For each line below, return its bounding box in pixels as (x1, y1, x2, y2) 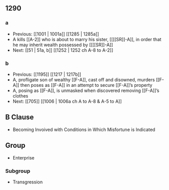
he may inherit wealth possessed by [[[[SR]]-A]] (12, 42, 113, 48)
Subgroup (5, 167, 30, 174)
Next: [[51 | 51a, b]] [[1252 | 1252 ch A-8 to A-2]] (12, 47, 113, 53)
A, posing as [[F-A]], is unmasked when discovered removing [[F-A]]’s (12, 87, 160, 93)
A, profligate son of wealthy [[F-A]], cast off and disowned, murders (12, 76, 155, 83)
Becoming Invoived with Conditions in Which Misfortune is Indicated (12, 126, 156, 133)
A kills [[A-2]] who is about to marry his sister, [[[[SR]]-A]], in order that (12, 36, 161, 42)
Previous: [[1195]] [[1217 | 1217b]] (12, 71, 81, 77)
